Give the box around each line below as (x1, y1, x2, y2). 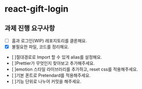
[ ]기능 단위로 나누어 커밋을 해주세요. (11, 79, 81, 85)
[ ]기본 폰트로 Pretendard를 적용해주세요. (11, 72, 91, 78)
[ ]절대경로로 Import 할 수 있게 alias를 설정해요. (11, 54, 102, 60)
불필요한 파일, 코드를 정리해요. (11, 44, 69, 50)
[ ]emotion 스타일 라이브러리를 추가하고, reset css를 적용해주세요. (11, 67, 138, 72)
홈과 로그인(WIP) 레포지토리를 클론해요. (11, 38, 87, 43)
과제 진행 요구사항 (4, 24, 55, 32)
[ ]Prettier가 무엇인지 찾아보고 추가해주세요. (11, 60, 95, 66)
